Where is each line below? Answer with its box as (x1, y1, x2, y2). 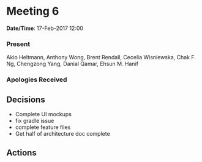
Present (6, 40, 31, 48)
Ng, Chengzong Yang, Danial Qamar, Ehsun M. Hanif (6, 60, 139, 68)
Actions (6, 148, 37, 158)
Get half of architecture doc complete (15, 130, 110, 137)
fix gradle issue (15, 117, 54, 124)
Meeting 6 (6, 4, 59, 18)
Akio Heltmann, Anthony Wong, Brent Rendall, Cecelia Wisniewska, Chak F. (6, 54, 196, 61)
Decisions (6, 94, 45, 105)
